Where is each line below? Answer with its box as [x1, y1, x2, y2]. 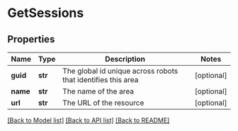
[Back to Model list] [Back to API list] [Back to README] [7, 116, 170, 125]
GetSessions [7, 5, 84, 21]
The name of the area [62, 86, 135, 96]
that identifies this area [62, 75, 139, 84]
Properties [7, 33, 55, 45]
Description [105, 55, 146, 64]
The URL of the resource [62, 98, 144, 108]
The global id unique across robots [62, 66, 178, 76]
